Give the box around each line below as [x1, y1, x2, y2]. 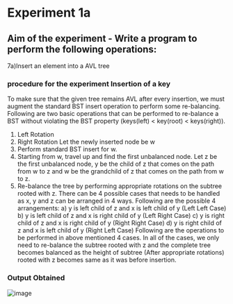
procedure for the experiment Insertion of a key [7, 78, 171, 88]
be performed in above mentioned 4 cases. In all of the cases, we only [17, 234, 220, 242]
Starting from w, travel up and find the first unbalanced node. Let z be [17, 153, 218, 161]
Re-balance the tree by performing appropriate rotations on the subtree [17, 182, 223, 190]
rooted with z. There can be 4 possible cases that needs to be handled [17, 189, 220, 198]
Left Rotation [17, 130, 54, 139]
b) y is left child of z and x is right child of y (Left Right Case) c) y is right [17, 212, 225, 220]
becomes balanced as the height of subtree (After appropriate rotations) [17, 248, 225, 257]
